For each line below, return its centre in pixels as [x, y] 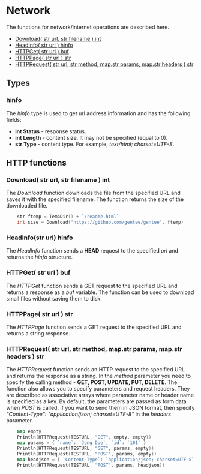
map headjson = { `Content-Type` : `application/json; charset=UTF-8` [106, 460]
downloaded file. [27, 206]
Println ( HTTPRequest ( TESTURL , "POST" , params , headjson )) [91, 465]
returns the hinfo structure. [40, 257]
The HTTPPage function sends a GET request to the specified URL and [94, 327]
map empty [29, 432]
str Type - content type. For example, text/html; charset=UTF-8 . [94, 144]
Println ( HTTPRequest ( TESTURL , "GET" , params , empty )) [85, 448]
